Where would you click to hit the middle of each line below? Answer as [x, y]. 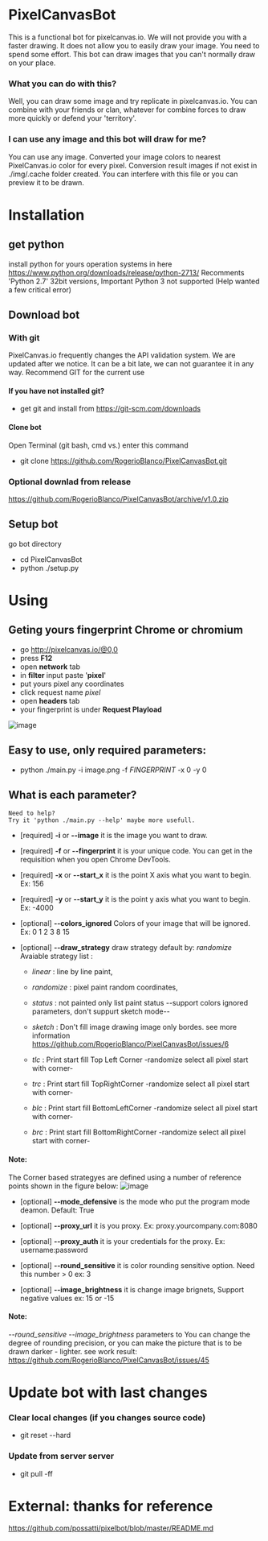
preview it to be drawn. [46, 182]
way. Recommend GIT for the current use [77, 373]
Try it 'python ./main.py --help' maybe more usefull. [102, 820]
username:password [54, 1250]
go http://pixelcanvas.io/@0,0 [69, 649]
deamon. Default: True [57, 1210]
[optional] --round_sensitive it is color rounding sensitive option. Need [137, 1265]
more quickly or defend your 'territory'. [72, 118]
